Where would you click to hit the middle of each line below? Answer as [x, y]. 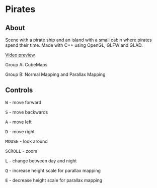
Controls [19, 90]
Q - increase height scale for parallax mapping [53, 170]
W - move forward [23, 102]
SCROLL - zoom [21, 151]
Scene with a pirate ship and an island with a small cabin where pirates [78, 40]
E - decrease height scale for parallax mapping [54, 180]
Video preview [20, 55]
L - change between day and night [41, 161]
